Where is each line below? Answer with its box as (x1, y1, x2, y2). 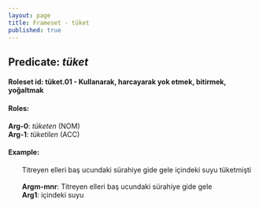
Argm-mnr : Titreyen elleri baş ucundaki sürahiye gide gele (22, 182, 213, 191)
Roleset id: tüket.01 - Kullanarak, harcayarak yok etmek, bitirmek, (8, 77, 227, 87)
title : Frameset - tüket (8, 19, 90, 27)
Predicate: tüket (8, 55, 89, 68)
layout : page (8, 11, 51, 20)
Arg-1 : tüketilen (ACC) (8, 129, 80, 139)
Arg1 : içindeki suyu (22, 190, 84, 199)
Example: (8, 147, 40, 157)
